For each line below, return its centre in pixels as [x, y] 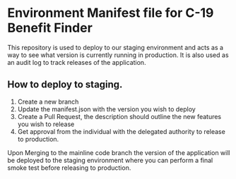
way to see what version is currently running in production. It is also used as [118, 55]
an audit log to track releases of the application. [77, 62]
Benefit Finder [50, 28]
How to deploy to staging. [65, 85]
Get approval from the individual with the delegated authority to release [122, 131]
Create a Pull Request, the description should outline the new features [119, 116]
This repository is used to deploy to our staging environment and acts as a [116, 47]
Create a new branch [48, 101]
